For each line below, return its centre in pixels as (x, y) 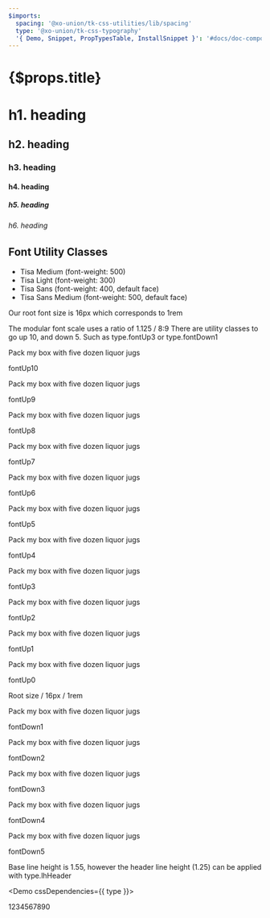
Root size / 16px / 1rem (45, 695)
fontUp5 (22, 524)
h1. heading (47, 115)
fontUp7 (22, 461)
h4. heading (29, 187)
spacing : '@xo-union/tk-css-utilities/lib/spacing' (104, 23)
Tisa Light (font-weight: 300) (67, 280)
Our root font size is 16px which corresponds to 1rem (96, 313)
